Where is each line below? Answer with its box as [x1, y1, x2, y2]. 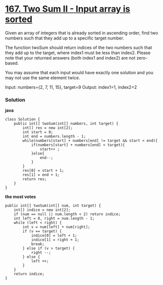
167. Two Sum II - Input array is [5, 3, 130, 15]
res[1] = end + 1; [22, 172, 60, 178]
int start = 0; [22, 130, 54, 135]
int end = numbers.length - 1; [22, 134, 86, 139]
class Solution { [5, 117, 40, 122]
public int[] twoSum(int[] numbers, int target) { [14, 121, 119, 126]
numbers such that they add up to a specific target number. [5, 35, 124, 41]
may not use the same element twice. [5, 75, 80, 81]
